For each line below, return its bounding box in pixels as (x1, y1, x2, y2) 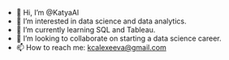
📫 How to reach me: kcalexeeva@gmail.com (15, 43, 166, 52)
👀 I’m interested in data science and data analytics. (15, 16, 187, 26)
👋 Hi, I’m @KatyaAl (15, 8, 80, 17)
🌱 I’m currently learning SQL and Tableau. (15, 25, 156, 34)
